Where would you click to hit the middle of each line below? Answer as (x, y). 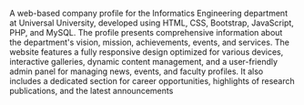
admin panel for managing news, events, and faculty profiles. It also (137, 71)
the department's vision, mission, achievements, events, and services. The (149, 42)
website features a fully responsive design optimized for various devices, (147, 52)
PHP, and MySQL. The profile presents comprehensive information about (146, 32)
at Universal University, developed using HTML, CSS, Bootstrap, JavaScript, (152, 23)
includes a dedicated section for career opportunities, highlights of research (152, 81)
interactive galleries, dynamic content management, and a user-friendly (144, 62)
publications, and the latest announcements (91, 91)
